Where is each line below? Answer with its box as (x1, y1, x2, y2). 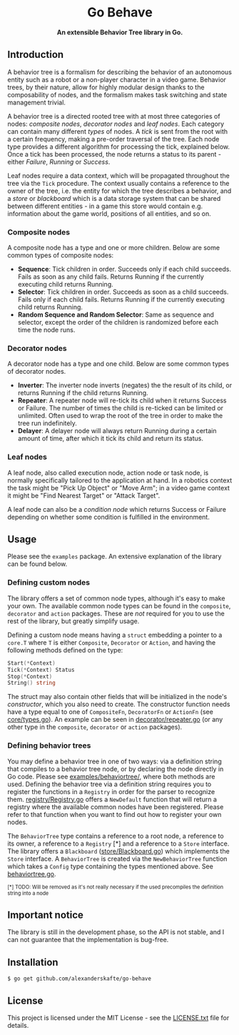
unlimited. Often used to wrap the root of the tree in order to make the (17, 412, 223, 420)
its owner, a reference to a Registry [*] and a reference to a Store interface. (7, 839, 230, 848)
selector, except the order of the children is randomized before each (17, 318, 219, 327)
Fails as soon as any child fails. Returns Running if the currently (17, 272, 205, 281)
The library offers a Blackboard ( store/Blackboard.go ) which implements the (7, 846, 230, 855)
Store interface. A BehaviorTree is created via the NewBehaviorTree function (7, 854, 228, 863)
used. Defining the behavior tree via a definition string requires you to (7, 780, 212, 788)
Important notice (7, 908, 84, 921)
